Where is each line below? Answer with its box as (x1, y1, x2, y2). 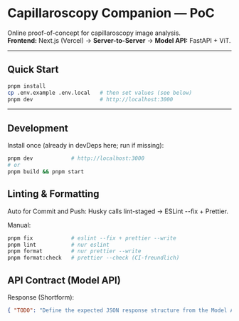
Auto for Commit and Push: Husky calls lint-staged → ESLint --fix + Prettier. (7, 207, 229, 215)
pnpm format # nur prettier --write (7, 248, 142, 255)
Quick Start (7, 63, 59, 76)
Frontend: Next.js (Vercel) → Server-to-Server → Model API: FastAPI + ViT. (7, 36, 231, 44)
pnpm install (7, 82, 46, 90)
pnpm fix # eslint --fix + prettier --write (7, 234, 176, 242)
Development (7, 122, 69, 134)
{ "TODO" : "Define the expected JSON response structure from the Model (7, 307, 228, 314)
